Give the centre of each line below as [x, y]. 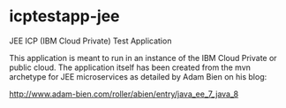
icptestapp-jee [65, 16]
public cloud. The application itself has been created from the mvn [130, 67]
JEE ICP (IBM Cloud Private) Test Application [90, 41]
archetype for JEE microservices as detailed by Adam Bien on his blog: [138, 76]
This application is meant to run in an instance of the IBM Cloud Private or [143, 58]
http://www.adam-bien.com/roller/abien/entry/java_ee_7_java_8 [124, 94]
